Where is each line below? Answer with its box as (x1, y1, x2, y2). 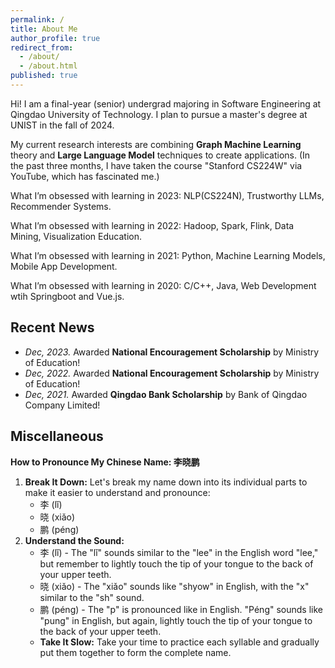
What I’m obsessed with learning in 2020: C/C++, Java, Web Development (10, 279, 317, 291)
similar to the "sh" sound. (39, 591, 145, 603)
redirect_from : (10, 42, 74, 53)
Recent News (10, 319, 95, 336)
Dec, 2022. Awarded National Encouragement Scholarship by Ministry (24, 367, 320, 379)
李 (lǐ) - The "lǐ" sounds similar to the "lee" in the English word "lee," (39, 546, 319, 558)
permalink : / (10, 14, 65, 25)
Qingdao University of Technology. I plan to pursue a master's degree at (10, 108, 308, 120)
